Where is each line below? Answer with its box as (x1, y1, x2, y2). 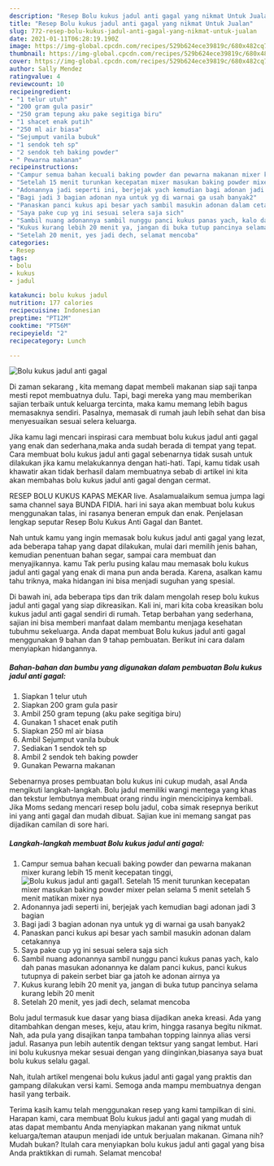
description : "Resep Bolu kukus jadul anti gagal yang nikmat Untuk (9, 11, 246, 20)
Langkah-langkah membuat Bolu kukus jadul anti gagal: (9, 838, 205, 848)
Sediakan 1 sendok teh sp (20, 744, 107, 753)
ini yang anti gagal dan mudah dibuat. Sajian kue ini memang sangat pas (9, 811, 251, 821)
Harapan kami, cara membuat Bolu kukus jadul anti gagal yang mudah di (9, 1114, 252, 1124)
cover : (9, 58, 32, 66)
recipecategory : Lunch (9, 337, 86, 345)
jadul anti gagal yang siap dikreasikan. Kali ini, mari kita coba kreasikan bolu (9, 600, 263, 610)
